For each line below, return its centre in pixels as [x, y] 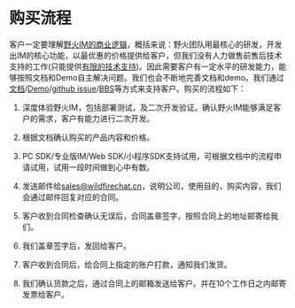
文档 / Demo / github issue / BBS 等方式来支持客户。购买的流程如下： [128, 89]
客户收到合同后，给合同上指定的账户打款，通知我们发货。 [127, 264]
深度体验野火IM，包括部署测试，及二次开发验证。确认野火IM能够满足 [147, 107]
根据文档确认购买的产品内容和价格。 [88, 137]
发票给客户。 [45, 294]
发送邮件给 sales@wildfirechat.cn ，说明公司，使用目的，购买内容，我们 [151, 186]
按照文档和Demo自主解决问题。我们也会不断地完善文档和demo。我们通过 [151, 77]
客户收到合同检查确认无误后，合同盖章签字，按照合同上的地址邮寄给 [146, 216]
